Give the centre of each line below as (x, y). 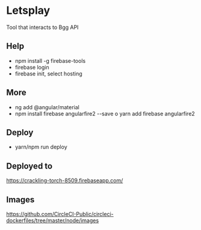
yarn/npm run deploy (41, 147)
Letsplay (28, 11)
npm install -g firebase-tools (50, 60)
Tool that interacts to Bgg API (42, 27)
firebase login (32, 67)
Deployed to (29, 166)
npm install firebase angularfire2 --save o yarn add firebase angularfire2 (105, 113)
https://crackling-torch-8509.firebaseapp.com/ (65, 180)
